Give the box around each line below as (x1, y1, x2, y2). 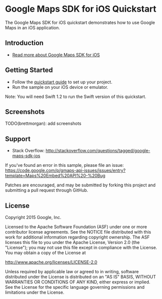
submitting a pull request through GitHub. (5, 187, 88, 193)
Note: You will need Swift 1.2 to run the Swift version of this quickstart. (5, 94, 146, 100)
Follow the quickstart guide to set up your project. (12, 79, 113, 85)
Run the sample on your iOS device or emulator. (12, 84, 108, 90)
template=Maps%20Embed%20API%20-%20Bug (5, 173, 106, 179)
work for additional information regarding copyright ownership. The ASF (5, 234, 150, 240)
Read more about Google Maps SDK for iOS (12, 52, 100, 58)
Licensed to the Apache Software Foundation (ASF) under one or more (5, 224, 147, 230)
